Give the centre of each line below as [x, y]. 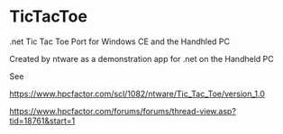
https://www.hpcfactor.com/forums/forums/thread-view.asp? [123, 111]
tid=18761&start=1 [42, 121]
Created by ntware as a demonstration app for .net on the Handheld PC [141, 58]
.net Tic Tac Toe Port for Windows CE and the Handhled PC [119, 41]
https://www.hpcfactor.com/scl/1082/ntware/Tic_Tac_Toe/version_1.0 [137, 94]
